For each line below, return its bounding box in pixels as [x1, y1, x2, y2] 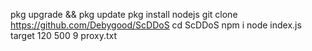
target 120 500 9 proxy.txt [10, 30, 118, 41]
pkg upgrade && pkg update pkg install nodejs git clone [10, 9, 238, 20]
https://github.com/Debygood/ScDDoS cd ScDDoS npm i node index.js [10, 19, 302, 31]
